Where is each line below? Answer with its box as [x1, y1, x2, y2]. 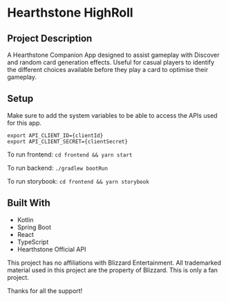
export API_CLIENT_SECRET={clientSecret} [7, 138, 129, 145]
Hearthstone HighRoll [7, 5, 133, 21]
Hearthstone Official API [17, 245, 86, 254]
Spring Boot [17, 223, 52, 231]
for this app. [7, 118, 41, 127]
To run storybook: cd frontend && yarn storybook [7, 177, 150, 185]
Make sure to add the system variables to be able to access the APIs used [7, 111, 218, 119]
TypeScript [17, 238, 49, 246]
